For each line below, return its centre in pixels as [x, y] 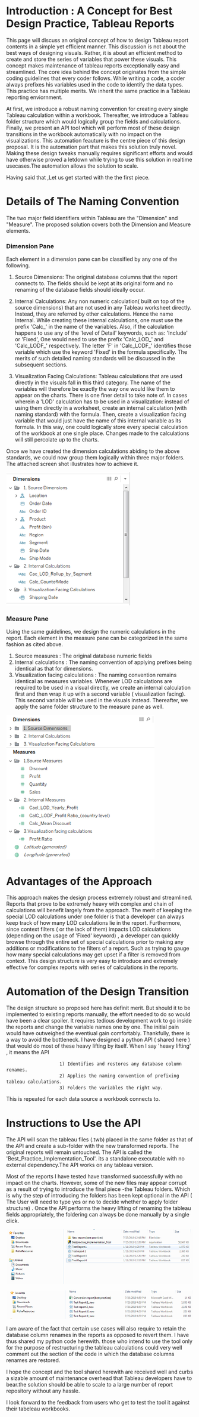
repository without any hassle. [43, 1391]
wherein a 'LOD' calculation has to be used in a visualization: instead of [102, 402]
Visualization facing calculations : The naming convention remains [96, 675]
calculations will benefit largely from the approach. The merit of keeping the [99, 910]
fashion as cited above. [35, 644]
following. [18, 266]
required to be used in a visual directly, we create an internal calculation [103, 688]
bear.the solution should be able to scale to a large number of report [90, 1384]
